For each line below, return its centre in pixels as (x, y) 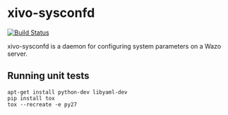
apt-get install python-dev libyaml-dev (68, 92)
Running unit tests (48, 76)
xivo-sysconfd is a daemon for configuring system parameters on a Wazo (114, 46)
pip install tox (31, 98)
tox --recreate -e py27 (42, 104)
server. (18, 54)
